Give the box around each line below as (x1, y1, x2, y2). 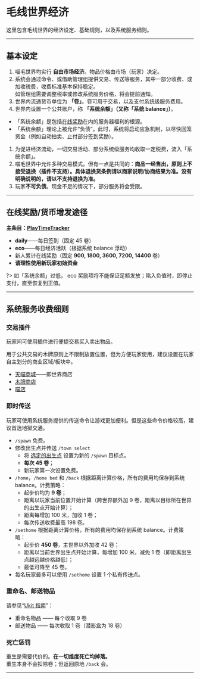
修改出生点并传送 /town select (14, 444, 90, 451)
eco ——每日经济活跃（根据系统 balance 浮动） (14, 244, 131, 251)
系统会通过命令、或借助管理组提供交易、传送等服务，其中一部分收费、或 (14, 75, 192, 82)
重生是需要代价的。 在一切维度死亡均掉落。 (6, 653, 111, 660)
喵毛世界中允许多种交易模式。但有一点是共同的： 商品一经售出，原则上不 (14, 160, 192, 167)
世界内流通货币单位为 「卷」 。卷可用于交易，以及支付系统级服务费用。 (14, 98, 186, 105)
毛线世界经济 (6, 5, 70, 19)
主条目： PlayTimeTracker (6, 224, 70, 231)
